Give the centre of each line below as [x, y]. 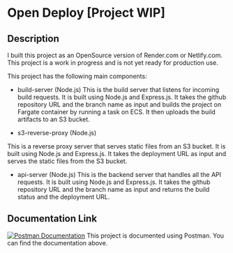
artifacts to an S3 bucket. [54, 119]
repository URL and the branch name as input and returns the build [113, 189]
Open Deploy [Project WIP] [87, 13]
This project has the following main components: [77, 76]
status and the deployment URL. [63, 197]
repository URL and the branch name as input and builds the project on [119, 105]
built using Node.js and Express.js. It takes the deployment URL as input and [117, 154]
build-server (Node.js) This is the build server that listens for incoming [118, 90]
